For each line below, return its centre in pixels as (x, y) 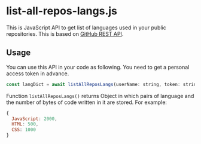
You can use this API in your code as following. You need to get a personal (98, 67)
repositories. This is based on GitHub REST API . (65, 33)
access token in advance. (38, 73)
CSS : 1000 (24, 130)
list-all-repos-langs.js (62, 11)
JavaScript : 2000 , (35, 119)
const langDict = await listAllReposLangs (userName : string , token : (93, 84)
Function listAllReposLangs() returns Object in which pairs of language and (100, 96)
